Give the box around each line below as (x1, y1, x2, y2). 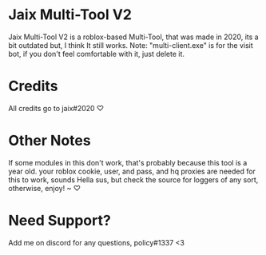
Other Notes (8, 132, 91, 149)
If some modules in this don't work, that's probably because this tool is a (8, 157, 248, 167)
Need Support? (8, 212, 112, 229)
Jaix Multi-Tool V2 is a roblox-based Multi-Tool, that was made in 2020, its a (8, 32, 259, 42)
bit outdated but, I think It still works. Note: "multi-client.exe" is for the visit (8, 40, 253, 50)
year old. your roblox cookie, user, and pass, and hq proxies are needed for (8, 166, 256, 176)
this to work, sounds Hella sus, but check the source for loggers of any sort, (8, 174, 259, 185)
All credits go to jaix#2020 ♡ (8, 103, 105, 113)
